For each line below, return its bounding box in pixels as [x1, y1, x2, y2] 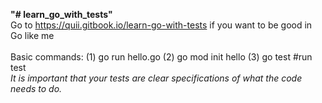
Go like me [10, 30, 55, 41]
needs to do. [10, 83, 63, 94]
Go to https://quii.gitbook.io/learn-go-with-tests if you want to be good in [10, 19, 313, 31]
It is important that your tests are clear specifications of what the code [10, 72, 303, 84]
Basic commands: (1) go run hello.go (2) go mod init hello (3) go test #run [10, 51, 313, 63]
